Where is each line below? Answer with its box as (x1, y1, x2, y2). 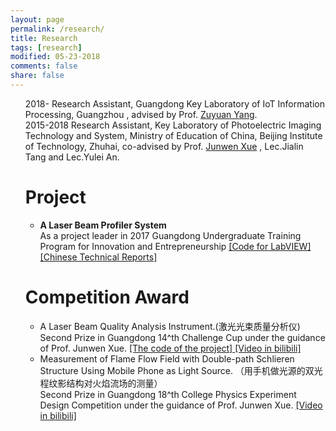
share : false (10, 71, 65, 81)
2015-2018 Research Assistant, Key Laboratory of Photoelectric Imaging (24, 119, 322, 131)
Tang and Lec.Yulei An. (24, 151, 120, 163)
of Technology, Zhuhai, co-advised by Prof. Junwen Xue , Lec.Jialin (24, 140, 304, 152)
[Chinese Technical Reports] (39, 251, 158, 263)
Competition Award (24, 286, 190, 308)
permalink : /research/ (10, 24, 105, 34)
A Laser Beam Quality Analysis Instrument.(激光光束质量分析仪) (39, 320, 301, 332)
